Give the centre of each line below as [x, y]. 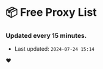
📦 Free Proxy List [51, 13]
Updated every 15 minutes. [46, 36]
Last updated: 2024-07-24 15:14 [55, 49]
